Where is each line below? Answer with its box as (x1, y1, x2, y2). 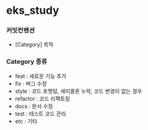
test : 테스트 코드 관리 (14, 110, 66, 117)
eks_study (6, 4, 60, 17)
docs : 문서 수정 (14, 102, 53, 110)
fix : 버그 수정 (14, 79, 47, 87)
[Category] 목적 (14, 41, 54, 48)
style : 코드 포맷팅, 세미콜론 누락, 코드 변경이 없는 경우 (14, 87, 143, 94)
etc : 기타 (14, 117, 38, 125)
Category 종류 (6, 58, 48, 66)
